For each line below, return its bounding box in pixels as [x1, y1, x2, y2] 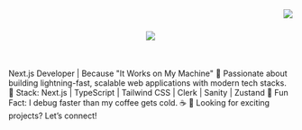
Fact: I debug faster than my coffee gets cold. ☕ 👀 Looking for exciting [8, 97, 270, 107]
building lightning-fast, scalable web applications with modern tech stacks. [8, 77, 288, 88]
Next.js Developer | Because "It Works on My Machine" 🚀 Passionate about [8, 68, 288, 79]
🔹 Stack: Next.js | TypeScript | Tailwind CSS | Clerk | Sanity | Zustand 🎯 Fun [8, 87, 289, 97]
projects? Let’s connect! [8, 110, 97, 121]
